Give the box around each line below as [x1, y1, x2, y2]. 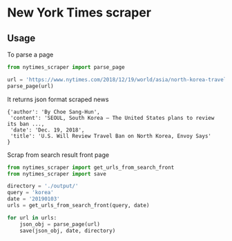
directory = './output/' [7, 182, 79, 190]
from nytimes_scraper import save [7, 170, 107, 177]
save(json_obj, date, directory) [19, 227, 116, 234]
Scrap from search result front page [7, 150, 109, 159]
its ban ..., [7, 120, 45, 127]
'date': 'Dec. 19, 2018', [10, 126, 85, 134]
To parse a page [7, 50, 54, 59]
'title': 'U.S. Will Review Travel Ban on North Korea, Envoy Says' [10, 132, 212, 139]
